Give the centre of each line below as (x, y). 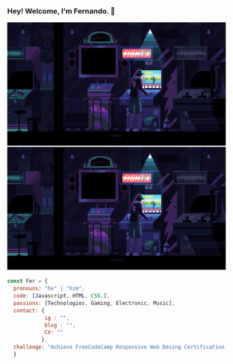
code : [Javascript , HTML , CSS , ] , (62, 296)
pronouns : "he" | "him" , (49, 289)
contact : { (29, 311)
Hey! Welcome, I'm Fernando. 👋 (61, 11)
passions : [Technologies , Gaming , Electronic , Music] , (94, 303)
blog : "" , (60, 325)
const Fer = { (28, 281)
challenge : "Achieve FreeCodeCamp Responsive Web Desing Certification (119, 347)
